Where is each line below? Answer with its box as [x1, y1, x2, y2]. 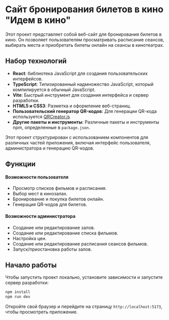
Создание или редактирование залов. [12, 224, 95, 230]
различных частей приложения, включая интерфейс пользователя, [5, 139, 151, 146]
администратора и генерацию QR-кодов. [5, 145, 95, 151]
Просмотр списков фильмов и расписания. [12, 185, 107, 191]
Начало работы [5, 260, 57, 269]
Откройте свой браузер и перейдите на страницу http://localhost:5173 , [5, 304, 163, 310]
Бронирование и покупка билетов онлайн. [12, 196, 105, 202]
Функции [5, 160, 36, 168]
